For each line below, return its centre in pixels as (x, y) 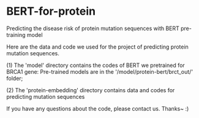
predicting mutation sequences (46, 96)
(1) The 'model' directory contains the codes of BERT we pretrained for (96, 65)
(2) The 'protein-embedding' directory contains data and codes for (91, 90)
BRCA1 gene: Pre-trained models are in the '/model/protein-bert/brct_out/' (100, 71)
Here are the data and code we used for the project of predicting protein (97, 47)
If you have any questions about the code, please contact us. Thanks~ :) (98, 108)
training (16, 34)
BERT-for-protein (51, 11)
